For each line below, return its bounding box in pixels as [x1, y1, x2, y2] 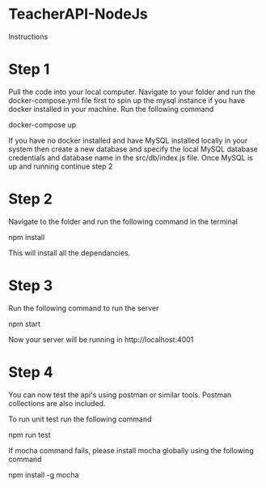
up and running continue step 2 [8, 161, 113, 171]
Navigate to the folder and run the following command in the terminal [8, 216, 239, 226]
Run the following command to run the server [8, 303, 159, 313]
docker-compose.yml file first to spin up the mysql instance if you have [8, 95, 245, 105]
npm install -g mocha [8, 469, 79, 479]
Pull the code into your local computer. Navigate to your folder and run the [8, 87, 256, 96]
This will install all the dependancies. [8, 248, 131, 258]
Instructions [8, 32, 49, 41]
